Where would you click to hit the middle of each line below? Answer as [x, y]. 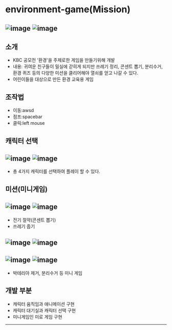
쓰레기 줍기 [24, 226]
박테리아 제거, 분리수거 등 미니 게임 [48, 273]
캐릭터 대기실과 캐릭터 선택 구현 [44, 310]
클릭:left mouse [29, 123]
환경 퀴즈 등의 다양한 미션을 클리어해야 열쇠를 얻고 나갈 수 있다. [75, 73]
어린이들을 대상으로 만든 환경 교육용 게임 [53, 79]
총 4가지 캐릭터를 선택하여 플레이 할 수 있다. [57, 171]
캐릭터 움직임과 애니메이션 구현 [44, 304]
